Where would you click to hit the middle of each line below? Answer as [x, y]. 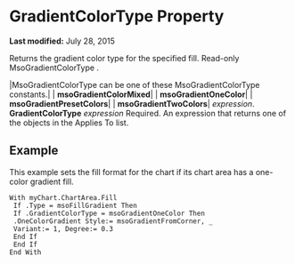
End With [25, 252]
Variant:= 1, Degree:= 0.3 [63, 228]
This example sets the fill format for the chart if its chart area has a [131, 172]
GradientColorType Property [117, 16]
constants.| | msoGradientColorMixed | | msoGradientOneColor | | [131, 94]
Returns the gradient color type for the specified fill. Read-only [124, 58]
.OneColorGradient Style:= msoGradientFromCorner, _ [113, 221]
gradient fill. [52, 181]
